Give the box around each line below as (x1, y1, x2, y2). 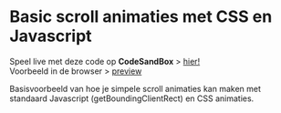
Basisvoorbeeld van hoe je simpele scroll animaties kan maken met (9, 83, 262, 94)
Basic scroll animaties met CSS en (9, 6, 273, 27)
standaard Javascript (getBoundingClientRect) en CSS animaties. (9, 93, 255, 104)
